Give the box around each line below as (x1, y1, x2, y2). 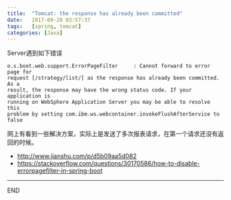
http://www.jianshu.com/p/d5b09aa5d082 (16, 152, 137, 160)
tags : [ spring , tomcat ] (7, 23, 81, 30)
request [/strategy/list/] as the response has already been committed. (7, 75, 220, 82)
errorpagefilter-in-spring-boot (16, 166, 103, 175)
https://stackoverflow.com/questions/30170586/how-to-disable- (16, 159, 201, 168)
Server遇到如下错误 (7, 49, 63, 57)
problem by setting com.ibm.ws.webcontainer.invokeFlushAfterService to (7, 111, 220, 118)
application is (7, 93, 51, 100)
